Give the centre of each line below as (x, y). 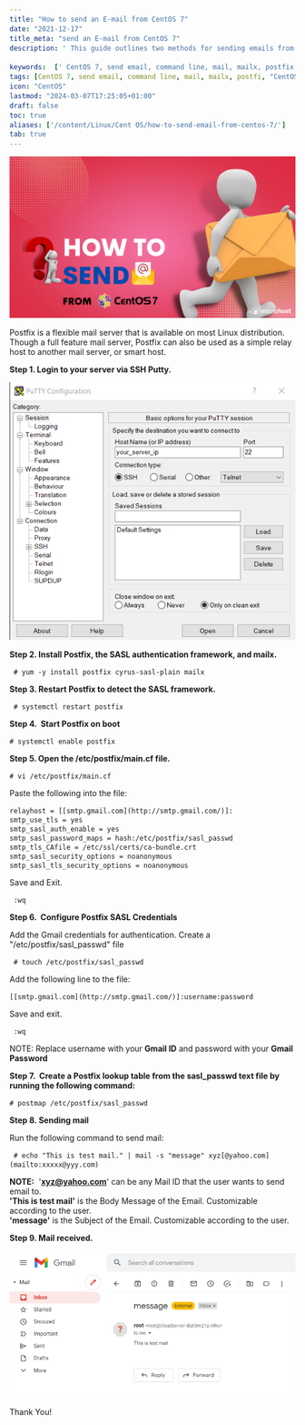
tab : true (28, 135)
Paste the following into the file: (68, 793)
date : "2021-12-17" (46, 29)
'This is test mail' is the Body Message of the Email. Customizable (134, 1201)
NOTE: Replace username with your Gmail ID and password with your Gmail (151, 1049)
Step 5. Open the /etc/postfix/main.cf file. (90, 759)
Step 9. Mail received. (51, 1238)
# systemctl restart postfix (69, 707)
